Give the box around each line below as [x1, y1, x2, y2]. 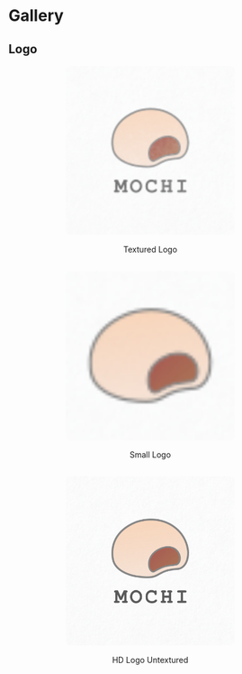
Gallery [8, 5, 64, 26]
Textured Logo [123, 245, 177, 254]
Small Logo [129, 449, 172, 460]
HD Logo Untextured [112, 655, 189, 665]
